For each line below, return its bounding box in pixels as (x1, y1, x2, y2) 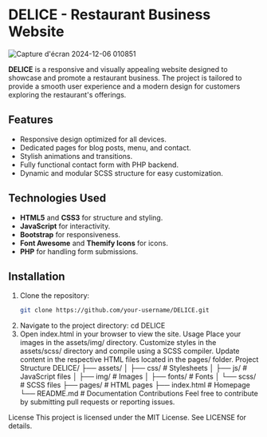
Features (8, 113, 53, 127)
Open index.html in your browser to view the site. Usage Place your (19, 329, 241, 339)
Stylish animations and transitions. (19, 151, 133, 161)
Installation (8, 269, 65, 283)
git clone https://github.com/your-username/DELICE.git (19, 306, 210, 315)
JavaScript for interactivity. (19, 221, 111, 231)
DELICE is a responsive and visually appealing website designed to (8, 64, 229, 73)
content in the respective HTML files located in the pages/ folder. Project (19, 355, 259, 364)
